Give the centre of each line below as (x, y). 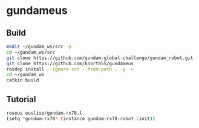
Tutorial (21, 99)
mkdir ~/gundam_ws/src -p (39, 46)
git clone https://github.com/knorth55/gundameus (70, 63)
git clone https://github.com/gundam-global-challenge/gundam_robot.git (100, 58)
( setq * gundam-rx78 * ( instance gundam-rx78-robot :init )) (81, 118)
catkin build (23, 80)
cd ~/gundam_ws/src (31, 52)
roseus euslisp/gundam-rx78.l (44, 113)
